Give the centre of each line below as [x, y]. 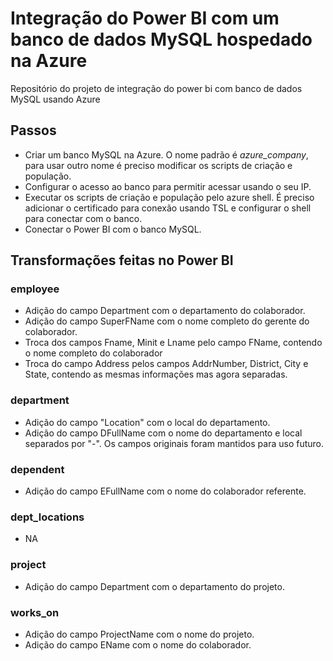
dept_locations [47, 517]
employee [35, 289]
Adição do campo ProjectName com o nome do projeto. [139, 634]
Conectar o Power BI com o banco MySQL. [113, 229]
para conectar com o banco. [83, 218]
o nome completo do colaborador [93, 353]
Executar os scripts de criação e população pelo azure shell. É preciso [169, 197]
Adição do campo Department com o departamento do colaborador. [165, 311]
